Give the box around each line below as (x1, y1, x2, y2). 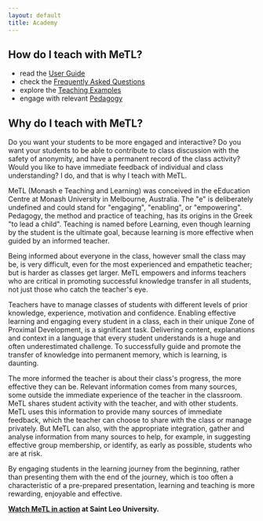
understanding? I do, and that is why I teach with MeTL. (8, 171, 188, 181)
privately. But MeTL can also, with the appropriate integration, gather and (8, 424, 245, 433)
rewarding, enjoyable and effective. (8, 489, 122, 499)
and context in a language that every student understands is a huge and (8, 333, 241, 343)
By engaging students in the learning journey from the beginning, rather (8, 464, 240, 474)
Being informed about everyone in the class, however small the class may (8, 251, 246, 261)
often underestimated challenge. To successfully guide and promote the (8, 342, 241, 351)
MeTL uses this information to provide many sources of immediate (8, 407, 222, 416)
